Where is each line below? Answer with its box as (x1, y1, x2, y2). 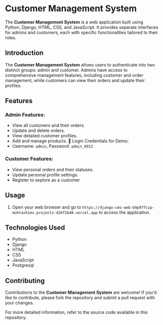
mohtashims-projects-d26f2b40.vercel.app (12, 210, 98, 215)
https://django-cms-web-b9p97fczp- (82, 205, 155, 210)
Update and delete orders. (12, 128, 65, 133)
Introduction (5, 49, 44, 57)
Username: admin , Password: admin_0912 (12, 143, 93, 149)
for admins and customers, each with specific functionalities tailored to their (5, 29, 158, 35)
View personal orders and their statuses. (12, 167, 94, 173)
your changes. (5, 300, 34, 306)
